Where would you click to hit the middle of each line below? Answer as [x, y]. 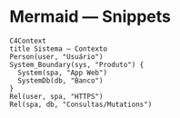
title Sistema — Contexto [58, 49]
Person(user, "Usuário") [56, 56]
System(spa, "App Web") [62, 73]
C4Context [28, 41]
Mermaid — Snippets [90, 17]
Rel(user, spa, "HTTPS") [56, 96]
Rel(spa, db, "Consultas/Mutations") [81, 104]
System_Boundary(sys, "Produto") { [77, 64]
